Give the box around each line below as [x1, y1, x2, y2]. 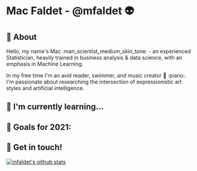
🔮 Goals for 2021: [6, 122, 72, 132]
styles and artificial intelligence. [6, 85, 84, 92]
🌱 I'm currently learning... [6, 102, 104, 112]
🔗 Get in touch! [6, 142, 63, 153]
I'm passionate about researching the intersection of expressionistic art [6, 78, 182, 85]
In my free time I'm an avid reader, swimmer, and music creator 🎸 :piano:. [6, 72, 187, 79]
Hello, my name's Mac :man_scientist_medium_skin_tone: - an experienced [6, 48, 192, 55]
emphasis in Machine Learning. [6, 60, 84, 67]
